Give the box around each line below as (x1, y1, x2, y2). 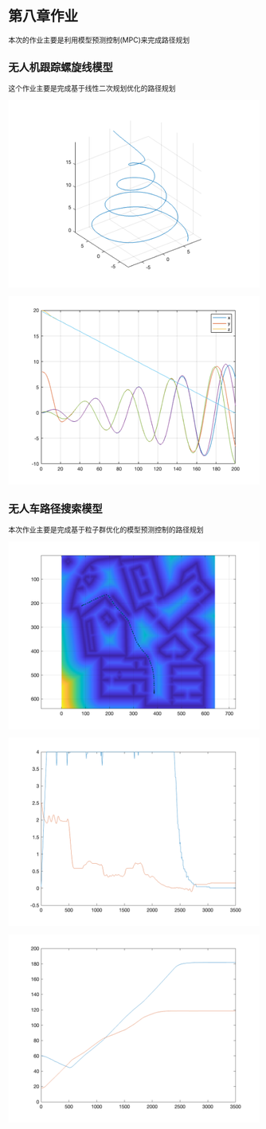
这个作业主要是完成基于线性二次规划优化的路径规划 (8, 83, 176, 92)
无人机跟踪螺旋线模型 (8, 61, 113, 74)
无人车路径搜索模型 (8, 502, 103, 516)
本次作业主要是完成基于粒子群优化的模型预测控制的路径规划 (8, 525, 204, 534)
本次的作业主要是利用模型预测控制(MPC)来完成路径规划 (8, 35, 190, 45)
